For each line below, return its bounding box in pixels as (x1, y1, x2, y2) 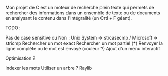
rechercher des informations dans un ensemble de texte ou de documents (5, 10, 161, 16)
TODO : (5, 25, 21, 31)
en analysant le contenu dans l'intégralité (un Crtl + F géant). (5, 15, 132, 21)
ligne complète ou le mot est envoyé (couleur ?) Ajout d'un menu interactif (5, 46, 160, 51)
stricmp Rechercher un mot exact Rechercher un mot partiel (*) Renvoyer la (5, 40, 163, 46)
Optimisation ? (5, 55, 36, 61)
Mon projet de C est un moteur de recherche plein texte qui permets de (5, 5, 154, 10)
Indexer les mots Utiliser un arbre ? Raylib (5, 65, 92, 71)
